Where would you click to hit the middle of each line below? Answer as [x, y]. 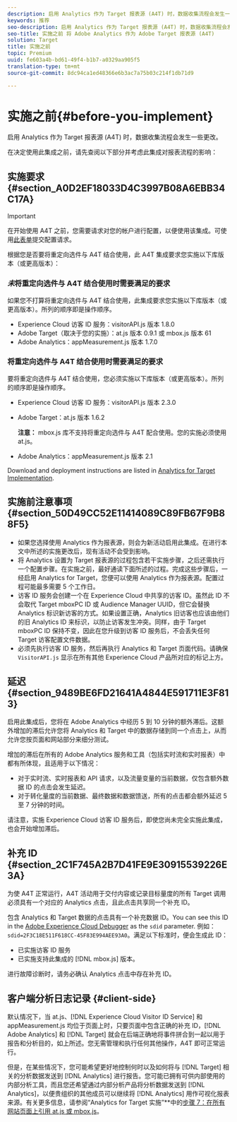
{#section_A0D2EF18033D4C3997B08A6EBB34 [116, 188]
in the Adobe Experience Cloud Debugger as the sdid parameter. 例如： [112, 926]
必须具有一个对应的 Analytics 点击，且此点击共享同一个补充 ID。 [101, 902]
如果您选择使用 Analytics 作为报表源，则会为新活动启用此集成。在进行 [119, 542]
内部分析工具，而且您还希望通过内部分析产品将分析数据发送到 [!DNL [106, 1085]
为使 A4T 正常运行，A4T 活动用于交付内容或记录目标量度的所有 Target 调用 [117, 894]
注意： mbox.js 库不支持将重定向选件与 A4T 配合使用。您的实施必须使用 [122, 432]
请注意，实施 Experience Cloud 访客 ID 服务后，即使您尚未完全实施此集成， [117, 820]
